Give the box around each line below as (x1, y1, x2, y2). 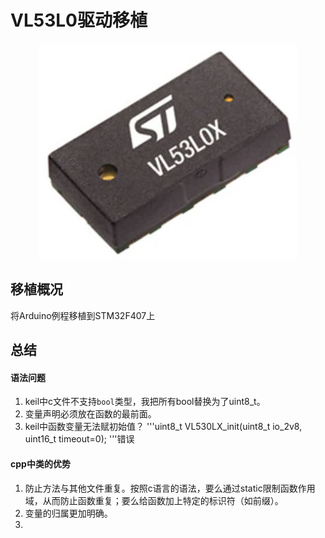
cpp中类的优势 (10, 457, 71, 470)
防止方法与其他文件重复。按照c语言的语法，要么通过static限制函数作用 (24, 482, 316, 494)
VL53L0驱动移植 (10, 9, 148, 32)
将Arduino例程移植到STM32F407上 (10, 309, 156, 321)
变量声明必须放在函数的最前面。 (24, 408, 157, 420)
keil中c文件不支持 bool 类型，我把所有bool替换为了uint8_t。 (24, 396, 266, 408)
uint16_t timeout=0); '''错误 (24, 433, 135, 445)
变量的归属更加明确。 (24, 507, 113, 519)
